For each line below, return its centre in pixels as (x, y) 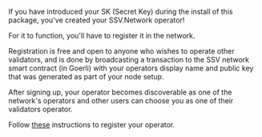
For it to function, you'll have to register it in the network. (102, 36)
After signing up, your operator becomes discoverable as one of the (120, 92)
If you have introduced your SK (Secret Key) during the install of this (121, 12)
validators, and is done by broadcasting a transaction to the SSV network (129, 60)
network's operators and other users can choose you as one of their (121, 101)
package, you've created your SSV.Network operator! (97, 20)
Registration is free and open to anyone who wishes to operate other (121, 51)
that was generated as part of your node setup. (86, 77)
